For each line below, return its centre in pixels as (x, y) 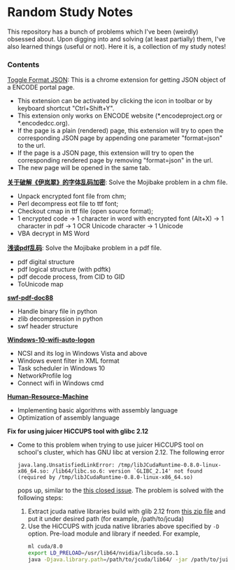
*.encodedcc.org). (43, 123)
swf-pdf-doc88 (30, 298)
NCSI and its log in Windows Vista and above (82, 354)
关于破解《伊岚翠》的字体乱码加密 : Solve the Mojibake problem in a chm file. (117, 182)
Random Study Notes (70, 12)
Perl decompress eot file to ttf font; (68, 204)
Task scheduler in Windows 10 (61, 368)
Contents (23, 64)
